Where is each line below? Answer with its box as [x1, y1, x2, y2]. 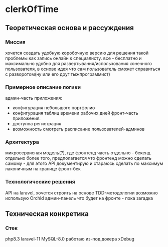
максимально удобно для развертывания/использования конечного [5, 60, 152, 66]
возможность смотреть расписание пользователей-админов [12, 126, 145, 132]
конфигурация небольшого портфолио [12, 105, 95, 111]
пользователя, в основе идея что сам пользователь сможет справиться [5, 66, 160, 72]
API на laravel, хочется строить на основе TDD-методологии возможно [5, 189, 158, 196]
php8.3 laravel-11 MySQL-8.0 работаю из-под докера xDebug [5, 236, 134, 242]
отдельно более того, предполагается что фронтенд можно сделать [5, 155, 152, 161]
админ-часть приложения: [5, 95, 63, 101]
